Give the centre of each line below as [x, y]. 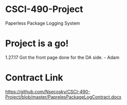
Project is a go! [37, 43]
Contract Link [34, 78]
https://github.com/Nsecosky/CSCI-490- [48, 91]
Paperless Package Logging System [43, 23]
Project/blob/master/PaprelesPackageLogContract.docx [63, 97]
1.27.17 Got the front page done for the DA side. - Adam [62, 57]
